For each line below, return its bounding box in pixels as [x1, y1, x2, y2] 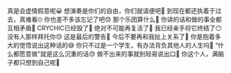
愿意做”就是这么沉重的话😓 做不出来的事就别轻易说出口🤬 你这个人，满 [19, 50, 219, 58]
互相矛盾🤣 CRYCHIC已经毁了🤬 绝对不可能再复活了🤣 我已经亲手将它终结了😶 [7, 24, 222, 32]
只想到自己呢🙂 [19, 59, 60, 66]
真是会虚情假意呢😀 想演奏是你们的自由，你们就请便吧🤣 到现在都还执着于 [7, 7, 216, 14]
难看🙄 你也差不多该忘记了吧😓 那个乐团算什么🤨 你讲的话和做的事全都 [25, 15, 222, 23]
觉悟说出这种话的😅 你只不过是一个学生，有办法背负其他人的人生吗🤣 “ [19, 41, 219, 49]
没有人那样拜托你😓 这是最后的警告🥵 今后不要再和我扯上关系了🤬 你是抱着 [7, 32, 215, 41]
